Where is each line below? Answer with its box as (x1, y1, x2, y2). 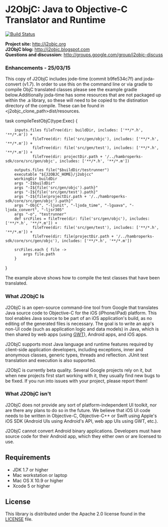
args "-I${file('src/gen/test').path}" (14, 190, 98, 195)
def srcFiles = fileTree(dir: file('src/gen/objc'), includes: (14, 216, 150, 221)
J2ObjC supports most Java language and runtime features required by (5, 341, 154, 347)
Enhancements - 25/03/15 (5, 64, 71, 71)
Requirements (5, 453, 50, 462)
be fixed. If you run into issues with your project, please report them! (5, 378, 148, 384)
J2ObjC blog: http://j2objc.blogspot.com (5, 46, 90, 52)
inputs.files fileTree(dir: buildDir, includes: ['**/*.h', (14, 128, 143, 133)
